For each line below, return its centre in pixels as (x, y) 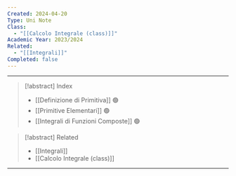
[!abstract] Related (51, 137)
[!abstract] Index (48, 86)
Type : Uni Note (29, 20)
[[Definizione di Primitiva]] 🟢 (77, 100)
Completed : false (33, 60)
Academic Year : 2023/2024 (45, 40)
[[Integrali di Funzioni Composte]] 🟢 (87, 121)
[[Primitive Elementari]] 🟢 (72, 110)
